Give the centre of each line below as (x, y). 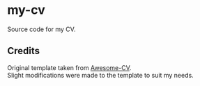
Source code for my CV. (41, 29)
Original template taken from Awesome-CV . (69, 67)
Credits (24, 51)
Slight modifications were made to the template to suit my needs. (100, 75)
